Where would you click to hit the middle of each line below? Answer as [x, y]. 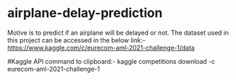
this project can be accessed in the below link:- [77, 40]
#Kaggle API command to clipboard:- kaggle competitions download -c [111, 61]
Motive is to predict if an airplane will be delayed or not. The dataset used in [118, 33]
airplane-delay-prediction [85, 13]
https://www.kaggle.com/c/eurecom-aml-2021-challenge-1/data [101, 47]
